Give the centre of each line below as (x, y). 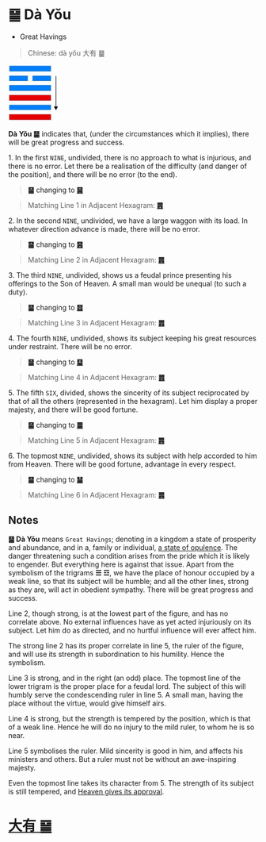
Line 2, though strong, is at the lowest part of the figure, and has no (118, 613)
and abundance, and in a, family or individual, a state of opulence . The (123, 548)
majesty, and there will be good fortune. (73, 409)
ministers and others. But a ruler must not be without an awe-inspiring (122, 759)
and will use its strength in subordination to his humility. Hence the (116, 654)
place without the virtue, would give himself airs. (87, 703)
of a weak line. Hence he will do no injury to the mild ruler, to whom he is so (131, 727)
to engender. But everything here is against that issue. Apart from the (121, 564)
